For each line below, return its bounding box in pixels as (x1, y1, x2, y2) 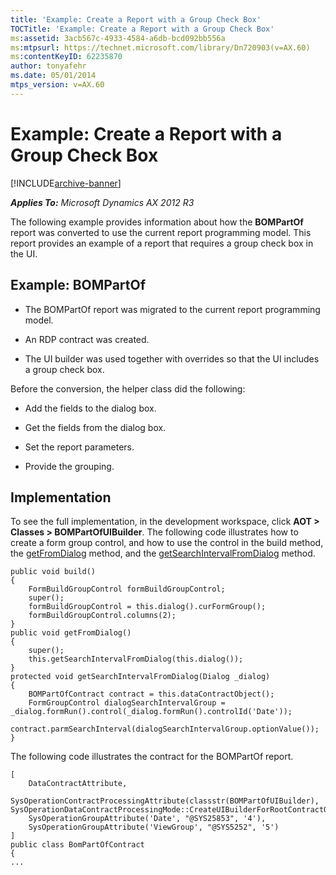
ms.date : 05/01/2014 (10, 71, 97, 81)
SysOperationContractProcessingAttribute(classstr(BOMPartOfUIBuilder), (10, 796, 320, 806)
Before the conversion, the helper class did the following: (10, 382, 246, 395)
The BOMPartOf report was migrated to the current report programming (24, 303, 321, 315)
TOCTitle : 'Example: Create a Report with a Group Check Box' (10, 24, 275, 34)
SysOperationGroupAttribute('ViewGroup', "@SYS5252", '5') (28, 822, 280, 833)
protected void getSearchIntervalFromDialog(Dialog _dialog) (10, 672, 271, 682)
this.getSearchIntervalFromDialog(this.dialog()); (28, 654, 244, 665)
